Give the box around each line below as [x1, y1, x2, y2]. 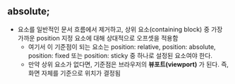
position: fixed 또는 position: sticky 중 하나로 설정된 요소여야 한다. [28, 51, 213, 59]
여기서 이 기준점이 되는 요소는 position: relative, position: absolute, [28, 42, 217, 51]
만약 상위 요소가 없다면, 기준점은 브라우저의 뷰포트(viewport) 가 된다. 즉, [28, 59, 229, 69]
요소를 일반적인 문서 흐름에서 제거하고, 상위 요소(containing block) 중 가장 [17, 24, 223, 34]
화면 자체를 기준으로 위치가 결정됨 [28, 69, 121, 77]
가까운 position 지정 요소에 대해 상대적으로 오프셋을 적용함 [17, 34, 179, 42]
